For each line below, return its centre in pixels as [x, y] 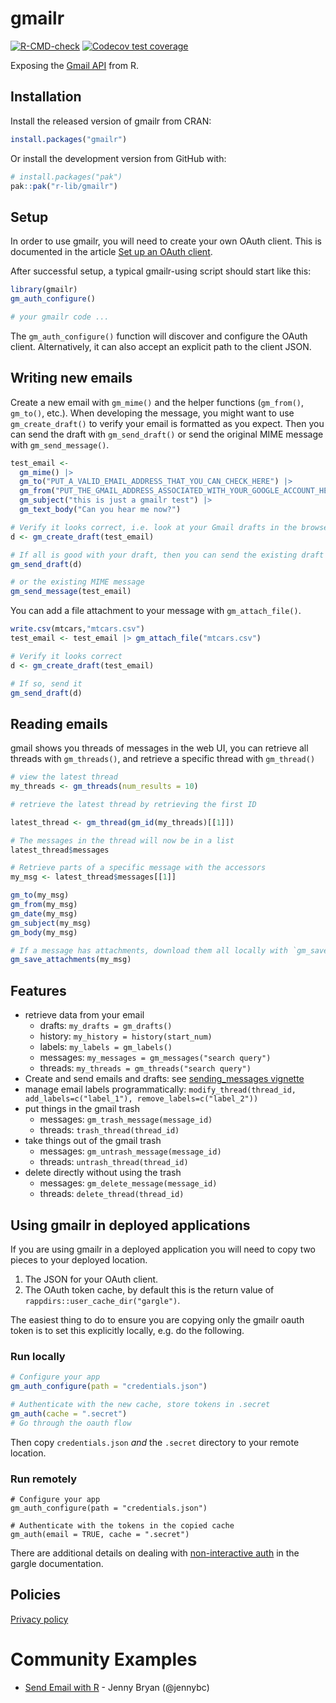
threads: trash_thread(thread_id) [109, 1130]
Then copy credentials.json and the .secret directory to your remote [155, 1442]
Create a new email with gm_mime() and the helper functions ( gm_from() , [157, 402]
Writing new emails [71, 378]
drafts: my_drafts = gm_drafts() [106, 1026]
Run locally [38, 1356]
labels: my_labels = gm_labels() [106, 1047]
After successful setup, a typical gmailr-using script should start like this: [161, 271]
